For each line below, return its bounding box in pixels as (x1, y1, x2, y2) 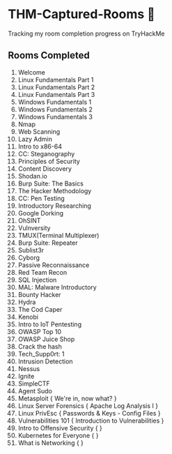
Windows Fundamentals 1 (17, 98, 92, 106)
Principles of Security (17, 157, 81, 165)
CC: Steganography (17, 149, 75, 158)
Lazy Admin (17, 135, 53, 143)
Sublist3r (17, 245, 45, 254)
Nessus (17, 364, 40, 372)
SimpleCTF (17, 379, 51, 388)
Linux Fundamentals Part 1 (17, 75, 94, 84)
